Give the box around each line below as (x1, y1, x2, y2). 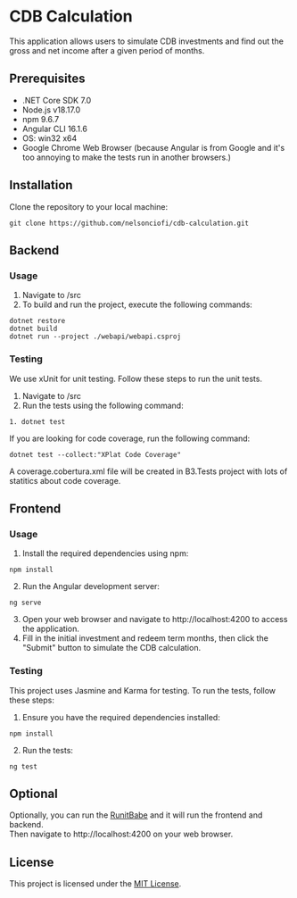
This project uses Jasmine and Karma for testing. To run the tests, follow (9, 685, 276, 695)
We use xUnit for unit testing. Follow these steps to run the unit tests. (9, 373, 263, 384)
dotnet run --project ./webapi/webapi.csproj (9, 332, 181, 341)
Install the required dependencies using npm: (21, 548, 189, 559)
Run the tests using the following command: (21, 400, 185, 411)
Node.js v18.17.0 (21, 104, 81, 115)
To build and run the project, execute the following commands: (21, 299, 252, 310)
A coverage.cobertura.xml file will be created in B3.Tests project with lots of (9, 466, 288, 477)
